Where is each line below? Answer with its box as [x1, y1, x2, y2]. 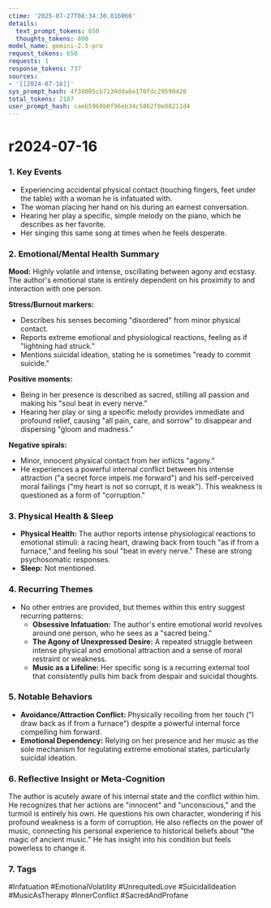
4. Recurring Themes [8, 583, 93, 595]
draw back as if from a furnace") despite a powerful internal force [19, 718, 241, 728]
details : [8, 19, 38, 28]
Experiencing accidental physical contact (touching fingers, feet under [19, 184, 256, 195]
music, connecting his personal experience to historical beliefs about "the [8, 826, 255, 836]
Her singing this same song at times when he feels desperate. [19, 228, 227, 238]
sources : [8, 72, 38, 80]
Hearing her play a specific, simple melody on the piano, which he [19, 210, 242, 220]
